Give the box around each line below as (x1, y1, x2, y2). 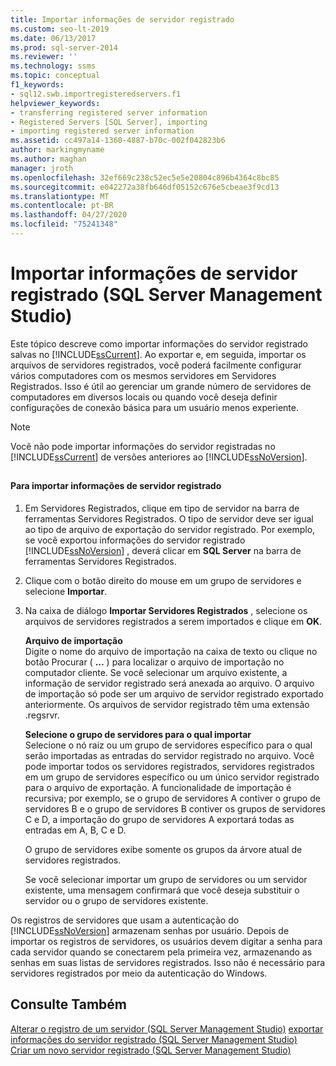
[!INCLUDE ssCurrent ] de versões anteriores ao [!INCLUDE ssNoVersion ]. (10, 451, 308, 463)
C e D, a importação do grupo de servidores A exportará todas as (24, 813, 295, 825)
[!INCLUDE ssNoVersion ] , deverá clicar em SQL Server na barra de (24, 544, 302, 556)
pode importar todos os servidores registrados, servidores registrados (24, 760, 315, 772)
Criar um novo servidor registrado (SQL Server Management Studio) (10, 1044, 292, 1056)
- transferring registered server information (10, 107, 208, 118)
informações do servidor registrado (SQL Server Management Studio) (10, 1033, 298, 1045)
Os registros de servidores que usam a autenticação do (10, 914, 240, 926)
